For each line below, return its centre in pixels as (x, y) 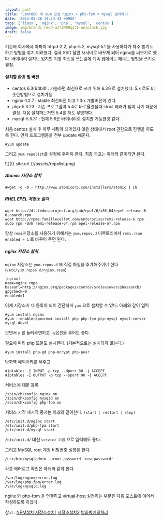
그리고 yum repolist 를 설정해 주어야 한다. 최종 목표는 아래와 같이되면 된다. (75, 154)
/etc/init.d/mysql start (30, 430)
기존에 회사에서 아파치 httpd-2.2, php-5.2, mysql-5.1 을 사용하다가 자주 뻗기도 (79, 46)
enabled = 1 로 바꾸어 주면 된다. (36, 239)
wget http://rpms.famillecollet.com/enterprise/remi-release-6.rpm (74, 219)
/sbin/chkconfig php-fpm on (33, 403)
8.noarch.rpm (18, 215)
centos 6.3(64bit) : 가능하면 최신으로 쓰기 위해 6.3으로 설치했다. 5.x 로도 (81, 88)
